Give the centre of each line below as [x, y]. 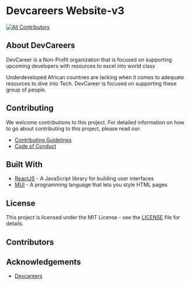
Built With [24, 164]
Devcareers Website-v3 [65, 11]
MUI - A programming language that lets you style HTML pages [91, 185]
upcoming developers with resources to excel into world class [81, 66]
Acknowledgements [44, 262]
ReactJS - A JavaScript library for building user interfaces [84, 179]
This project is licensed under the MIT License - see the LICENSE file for [93, 218]
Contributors [30, 242]
